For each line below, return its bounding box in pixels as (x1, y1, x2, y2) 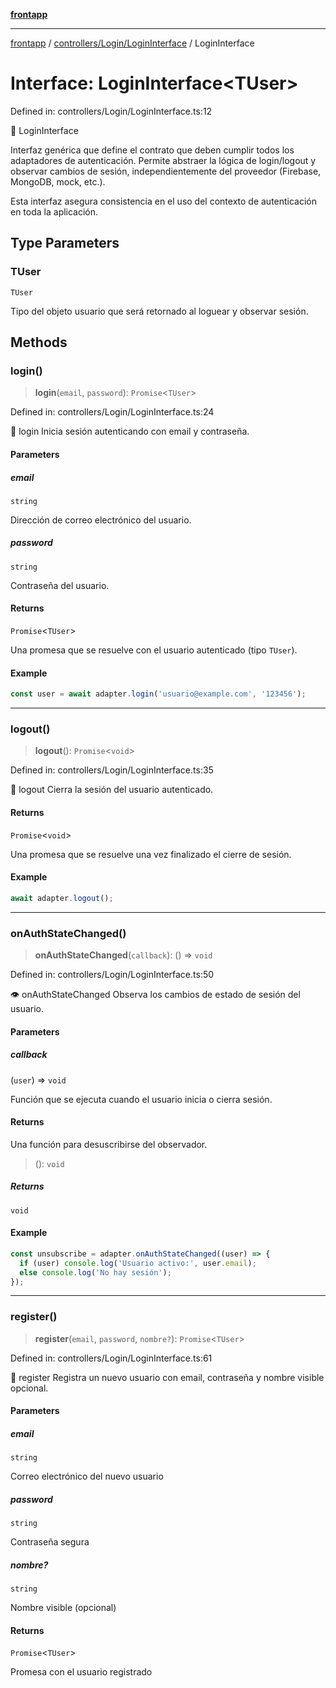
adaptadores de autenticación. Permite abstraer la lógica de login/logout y (10, 154, 317, 166)
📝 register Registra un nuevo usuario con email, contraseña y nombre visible (10, 1371, 325, 1383)
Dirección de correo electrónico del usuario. (10, 514, 192, 526)
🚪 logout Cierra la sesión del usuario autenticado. (10, 784, 214, 796)
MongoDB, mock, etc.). (10, 175, 106, 188)
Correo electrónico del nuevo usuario (10, 1470, 164, 1483)
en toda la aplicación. (10, 205, 99, 218)
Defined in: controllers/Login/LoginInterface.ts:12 (10, 105, 213, 117)
